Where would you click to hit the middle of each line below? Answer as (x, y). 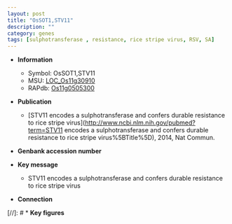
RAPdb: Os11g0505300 (61, 88)
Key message (37, 164)
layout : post (26, 14)
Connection (35, 199)
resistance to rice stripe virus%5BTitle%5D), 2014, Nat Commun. (121, 138)
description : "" (31, 27)
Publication (34, 101)
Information (35, 59)
